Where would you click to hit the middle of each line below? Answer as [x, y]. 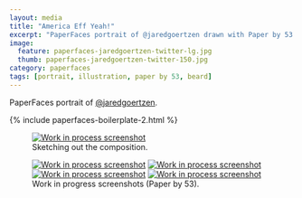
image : [22, 43]
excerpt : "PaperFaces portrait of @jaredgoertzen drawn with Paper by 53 [151, 34]
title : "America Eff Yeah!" [62, 26]
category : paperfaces [50, 69]
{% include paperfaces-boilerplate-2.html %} [94, 119]
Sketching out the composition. [90, 146]
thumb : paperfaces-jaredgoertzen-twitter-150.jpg [113, 60]
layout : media [36, 18]
